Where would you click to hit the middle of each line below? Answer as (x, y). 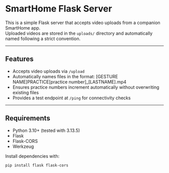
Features (19, 59)
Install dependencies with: (32, 156)
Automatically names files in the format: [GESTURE (65, 76)
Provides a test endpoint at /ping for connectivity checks (71, 98)
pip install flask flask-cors (37, 165)
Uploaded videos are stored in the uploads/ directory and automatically (79, 33)
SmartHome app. (23, 28)
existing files (26, 92)
